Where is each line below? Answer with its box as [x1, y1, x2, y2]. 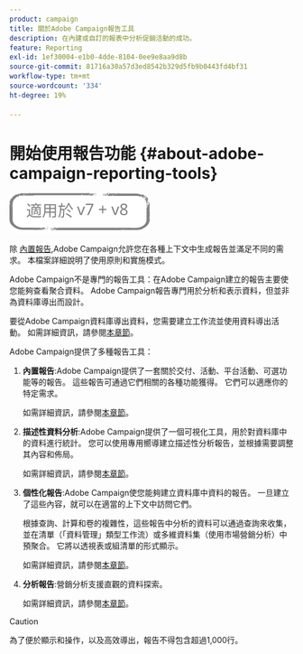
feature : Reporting [9, 43, 83, 52]
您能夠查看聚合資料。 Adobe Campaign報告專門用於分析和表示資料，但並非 [9, 285, 290, 296]
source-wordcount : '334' [9, 81, 103, 90]
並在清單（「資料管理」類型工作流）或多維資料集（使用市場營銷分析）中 [22, 529, 288, 540]
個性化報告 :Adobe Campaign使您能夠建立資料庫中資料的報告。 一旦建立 [22, 488, 290, 499]
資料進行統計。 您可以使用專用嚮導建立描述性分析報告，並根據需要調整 [30, 438, 294, 449]
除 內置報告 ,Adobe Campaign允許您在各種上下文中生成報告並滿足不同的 [9, 244, 277, 255]
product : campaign [9, 14, 78, 23]
